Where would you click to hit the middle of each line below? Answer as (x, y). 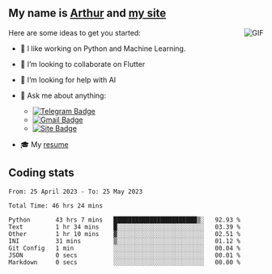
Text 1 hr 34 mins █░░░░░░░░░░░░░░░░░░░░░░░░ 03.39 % (125, 227)
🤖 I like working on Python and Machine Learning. (103, 48)
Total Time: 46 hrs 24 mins (56, 205)
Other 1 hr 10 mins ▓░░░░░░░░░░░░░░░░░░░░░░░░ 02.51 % (125, 234)
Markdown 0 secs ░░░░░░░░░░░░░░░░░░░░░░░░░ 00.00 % (125, 262)
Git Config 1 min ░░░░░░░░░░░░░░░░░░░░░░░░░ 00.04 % (125, 248)
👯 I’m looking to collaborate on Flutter (83, 64)
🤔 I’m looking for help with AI (68, 79)
